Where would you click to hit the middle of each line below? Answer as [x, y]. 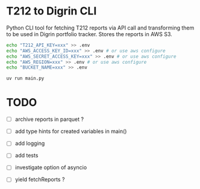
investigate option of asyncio [51, 167]
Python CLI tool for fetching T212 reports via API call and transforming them [100, 28]
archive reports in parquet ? [49, 119]
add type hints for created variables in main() [71, 131]
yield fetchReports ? [40, 179]
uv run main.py [25, 79]
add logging [30, 143]
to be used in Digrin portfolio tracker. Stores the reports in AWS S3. [89, 34]
